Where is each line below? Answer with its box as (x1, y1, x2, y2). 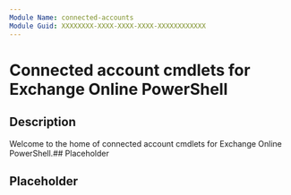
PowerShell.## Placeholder (9, 148, 109, 158)
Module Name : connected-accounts (9, 13, 134, 22)
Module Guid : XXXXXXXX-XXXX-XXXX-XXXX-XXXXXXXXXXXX (9, 21, 206, 30)
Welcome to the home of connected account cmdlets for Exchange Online (9, 138, 282, 148)
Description (9, 114, 76, 130)
